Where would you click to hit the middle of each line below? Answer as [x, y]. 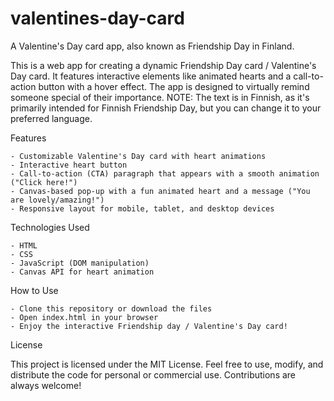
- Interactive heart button [69, 165]
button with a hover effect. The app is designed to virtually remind [174, 86]
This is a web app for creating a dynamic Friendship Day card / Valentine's [163, 65]
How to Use [34, 290]
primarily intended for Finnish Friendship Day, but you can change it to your [166, 108]
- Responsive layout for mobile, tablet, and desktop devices [142, 208]
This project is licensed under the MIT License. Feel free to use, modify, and [167, 364]
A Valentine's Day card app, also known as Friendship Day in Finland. [152, 46]
